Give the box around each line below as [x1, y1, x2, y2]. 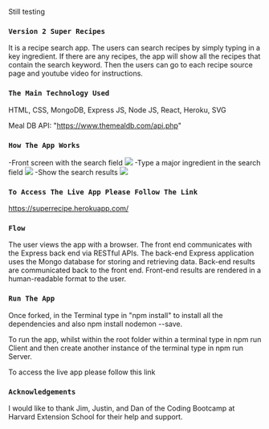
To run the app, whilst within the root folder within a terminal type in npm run [8, 334, 262, 344]
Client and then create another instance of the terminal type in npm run [8, 343, 243, 353]
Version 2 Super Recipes [8, 27, 106, 35]
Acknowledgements [8, 387, 76, 396]
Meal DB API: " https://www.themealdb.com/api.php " [8, 121, 182, 130]
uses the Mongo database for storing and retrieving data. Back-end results [8, 257, 255, 267]
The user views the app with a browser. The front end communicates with [8, 240, 253, 250]
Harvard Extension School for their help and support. [8, 412, 183, 422]
